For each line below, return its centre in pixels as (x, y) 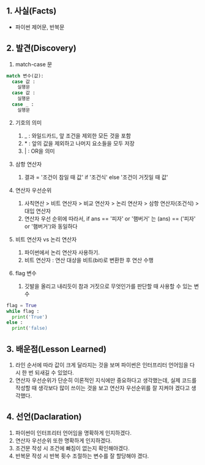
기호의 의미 (28, 122)
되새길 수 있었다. (54, 372)
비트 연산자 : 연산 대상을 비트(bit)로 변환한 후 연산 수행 (89, 260)
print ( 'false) (30, 328)
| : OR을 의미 (39, 151)
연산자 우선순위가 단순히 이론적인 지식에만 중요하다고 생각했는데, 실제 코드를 (106, 380)
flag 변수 (26, 273)
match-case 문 (34, 64)
